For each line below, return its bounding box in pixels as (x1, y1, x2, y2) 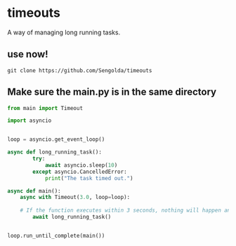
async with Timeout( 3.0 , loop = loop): (20, 194, 131, 201)
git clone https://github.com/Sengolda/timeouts (7, 67, 152, 74)
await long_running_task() (32, 214, 112, 221)
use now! (7, 48, 48, 60)
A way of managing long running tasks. (7, 28, 121, 36)
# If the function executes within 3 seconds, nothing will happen (20, 207, 221, 214)
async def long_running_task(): (7, 149, 102, 156)
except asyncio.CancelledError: (32, 168, 128, 175)
